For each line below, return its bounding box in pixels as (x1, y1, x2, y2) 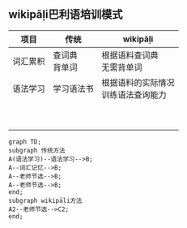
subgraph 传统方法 (8, 146, 66, 154)
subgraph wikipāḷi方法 (8, 196, 83, 204)
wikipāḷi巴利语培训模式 (8, 7, 123, 22)
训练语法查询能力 (101, 88, 168, 100)
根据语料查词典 (101, 49, 159, 61)
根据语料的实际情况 (101, 76, 176, 88)
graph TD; (8, 137, 42, 146)
